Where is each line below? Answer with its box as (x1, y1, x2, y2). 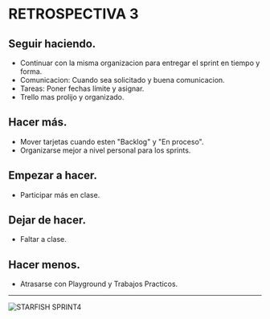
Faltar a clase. (19, 235, 67, 244)
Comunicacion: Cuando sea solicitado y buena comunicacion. (19, 76, 225, 84)
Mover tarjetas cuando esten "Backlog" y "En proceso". (19, 137, 204, 146)
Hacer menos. (8, 258, 80, 272)
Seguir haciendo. (8, 37, 96, 51)
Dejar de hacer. (8, 214, 87, 227)
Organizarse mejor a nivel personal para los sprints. (19, 145, 191, 155)
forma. (19, 67, 43, 76)
